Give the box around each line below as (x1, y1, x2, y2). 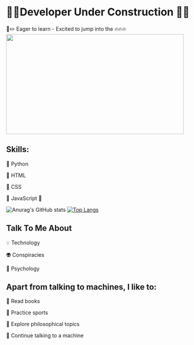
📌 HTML (6, 172, 27, 179)
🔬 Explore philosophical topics (6, 321, 80, 328)
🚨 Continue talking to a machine (6, 332, 84, 339)
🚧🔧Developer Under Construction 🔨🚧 (6, 5, 190, 19)
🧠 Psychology (6, 265, 40, 272)
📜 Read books (6, 298, 40, 305)
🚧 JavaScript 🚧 (6, 195, 43, 202)
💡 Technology (6, 239, 40, 246)
